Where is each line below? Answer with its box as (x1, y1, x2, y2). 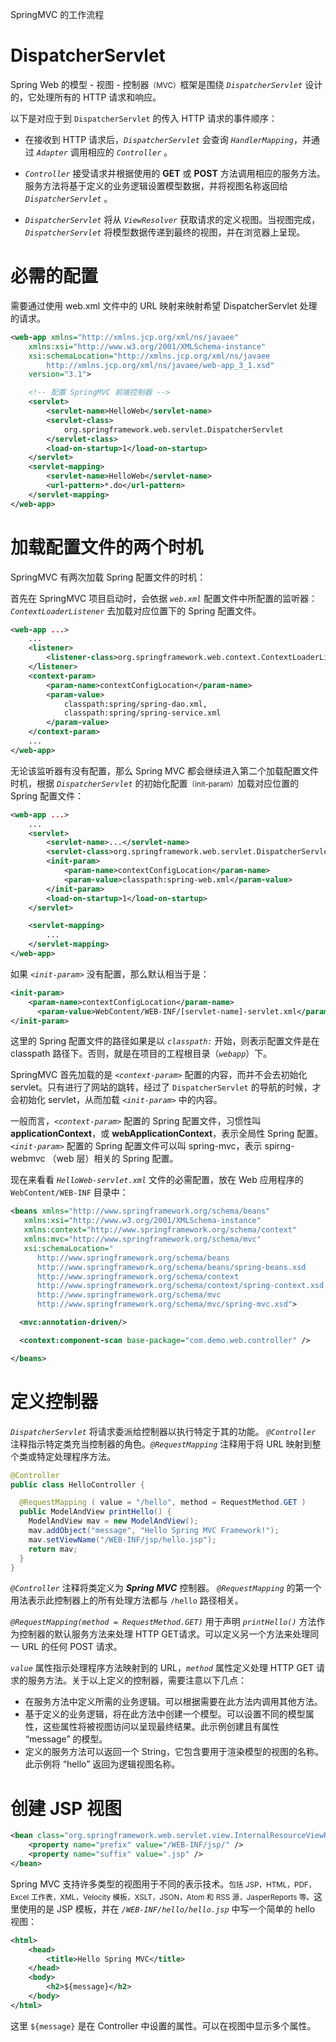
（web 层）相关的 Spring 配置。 (47, 1153, 179, 1165)
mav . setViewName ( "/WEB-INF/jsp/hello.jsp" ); (28, 1534, 217, 1545)
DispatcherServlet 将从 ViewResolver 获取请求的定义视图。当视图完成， (24, 213, 321, 225)
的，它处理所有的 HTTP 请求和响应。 (10, 91, 162, 103)
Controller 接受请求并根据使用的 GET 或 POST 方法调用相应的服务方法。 (24, 167, 326, 179)
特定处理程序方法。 (36, 1450, 116, 1462)
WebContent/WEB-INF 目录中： (10, 1186, 129, 1198)
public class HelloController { (10, 1479, 145, 1490)
